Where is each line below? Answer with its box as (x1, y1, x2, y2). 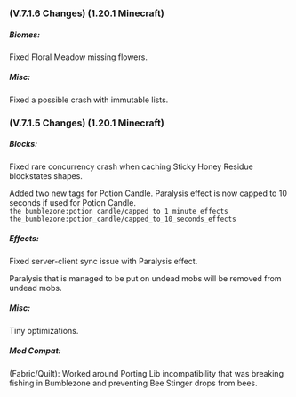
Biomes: (9, 29, 41, 40)
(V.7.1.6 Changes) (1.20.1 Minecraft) (9, 7, 164, 20)
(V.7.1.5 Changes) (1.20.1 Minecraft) (9, 117, 164, 129)
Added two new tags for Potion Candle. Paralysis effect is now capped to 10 (9, 188, 287, 198)
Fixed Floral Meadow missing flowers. (9, 52, 148, 62)
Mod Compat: (9, 345, 61, 356)
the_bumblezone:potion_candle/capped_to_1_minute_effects (9, 207, 228, 215)
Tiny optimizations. (9, 325, 79, 336)
